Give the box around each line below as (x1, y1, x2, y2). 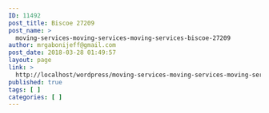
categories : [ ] (8, 93, 62, 101)
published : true (8, 78, 62, 86)
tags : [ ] (8, 85, 42, 94)
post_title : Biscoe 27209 (8, 19, 94, 27)
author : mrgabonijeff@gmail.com (8, 41, 116, 49)
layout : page (8, 56, 52, 64)
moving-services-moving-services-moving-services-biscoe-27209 (15, 33, 231, 42)
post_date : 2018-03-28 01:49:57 (8, 49, 116, 56)
